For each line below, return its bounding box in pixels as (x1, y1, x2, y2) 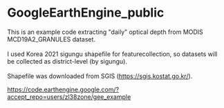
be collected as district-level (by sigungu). (7, 57, 128, 65)
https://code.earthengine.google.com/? (7, 85, 120, 93)
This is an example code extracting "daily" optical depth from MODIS (7, 28, 204, 36)
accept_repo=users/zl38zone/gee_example (7, 92, 131, 101)
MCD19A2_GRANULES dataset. (7, 35, 95, 43)
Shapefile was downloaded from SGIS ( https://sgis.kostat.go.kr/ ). (7, 71, 193, 80)
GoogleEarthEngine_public (7, 5, 165, 21)
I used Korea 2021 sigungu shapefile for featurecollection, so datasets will (7, 50, 218, 58)
